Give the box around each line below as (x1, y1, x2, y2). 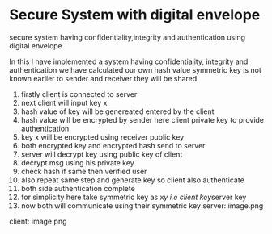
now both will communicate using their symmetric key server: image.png (20, 200, 264, 211)
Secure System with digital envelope (9, 6, 261, 24)
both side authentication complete (20, 183, 136, 193)
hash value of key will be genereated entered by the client (20, 107, 215, 116)
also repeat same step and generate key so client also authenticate (20, 175, 245, 185)
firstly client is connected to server (20, 89, 138, 98)
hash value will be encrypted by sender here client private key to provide (20, 115, 265, 124)
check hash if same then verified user (20, 166, 147, 176)
